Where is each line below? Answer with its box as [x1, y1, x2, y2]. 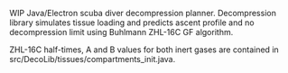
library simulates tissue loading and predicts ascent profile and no [9, 17, 255, 28]
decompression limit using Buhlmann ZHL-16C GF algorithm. [9, 27, 234, 37]
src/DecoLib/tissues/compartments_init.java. [9, 54, 176, 64]
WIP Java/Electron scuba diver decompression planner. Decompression [9, 8, 277, 18]
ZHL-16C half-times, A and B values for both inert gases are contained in [9, 44, 280, 55]
